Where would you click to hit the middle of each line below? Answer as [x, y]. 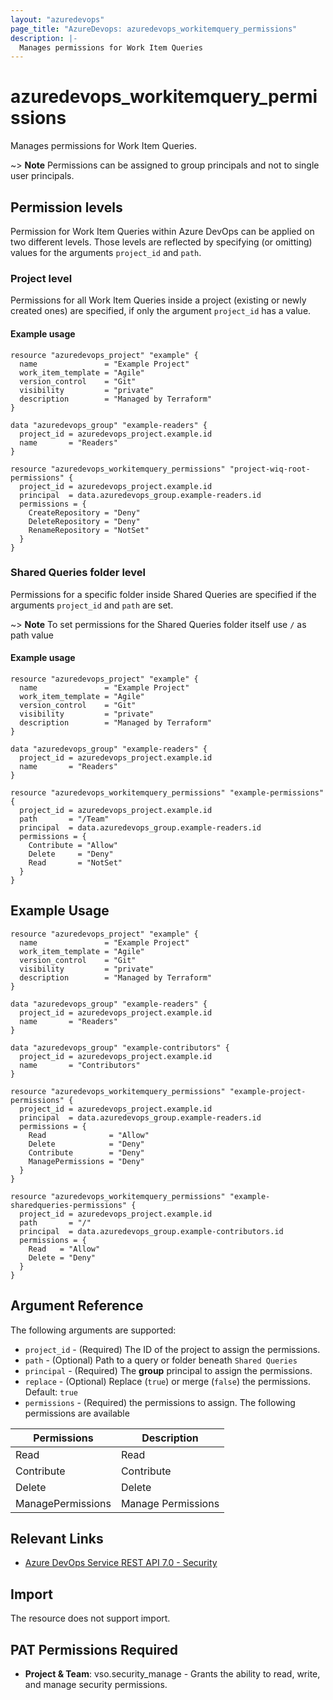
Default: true [51, 1392]
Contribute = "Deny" [86, 1152]
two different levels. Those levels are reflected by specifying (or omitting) [161, 242]
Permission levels [66, 207]
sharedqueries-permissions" [69, 1205]
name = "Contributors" [80, 1065]
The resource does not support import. [90, 1618]
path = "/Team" [64, 819]
